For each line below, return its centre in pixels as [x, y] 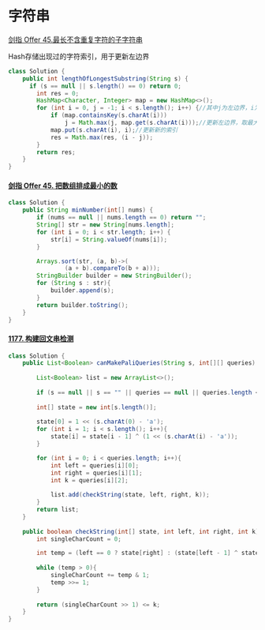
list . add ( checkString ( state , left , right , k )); [130, 495]
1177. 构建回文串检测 [41, 338]
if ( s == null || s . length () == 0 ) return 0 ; [105, 86]
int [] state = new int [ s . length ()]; [97, 407]
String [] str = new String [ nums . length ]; [106, 225]
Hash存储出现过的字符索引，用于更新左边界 [79, 56]
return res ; [56, 152]
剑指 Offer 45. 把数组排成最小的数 [63, 186]
